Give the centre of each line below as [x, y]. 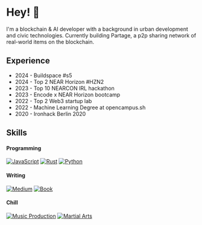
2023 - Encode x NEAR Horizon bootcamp [68, 94]
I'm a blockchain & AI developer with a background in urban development [97, 29]
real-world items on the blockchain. [50, 42]
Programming [24, 148]
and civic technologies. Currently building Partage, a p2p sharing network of [101, 35]
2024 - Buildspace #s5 [43, 75]
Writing [16, 175]
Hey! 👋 [23, 12]
